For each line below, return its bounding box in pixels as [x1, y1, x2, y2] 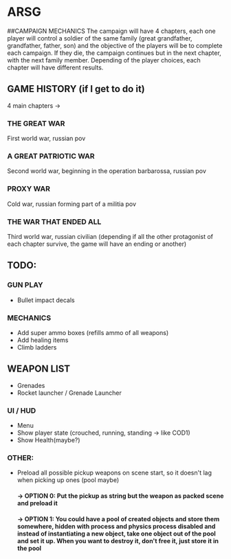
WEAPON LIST [7, 363, 71, 375]
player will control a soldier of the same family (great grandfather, [7, 34, 192, 42]
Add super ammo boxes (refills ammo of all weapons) [16, 328, 169, 336]
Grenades [16, 381, 45, 389]
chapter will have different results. [7, 63, 104, 71]
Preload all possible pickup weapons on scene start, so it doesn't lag [16, 468, 212, 477]
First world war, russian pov [7, 135, 86, 143]
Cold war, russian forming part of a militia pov [7, 200, 136, 208]
